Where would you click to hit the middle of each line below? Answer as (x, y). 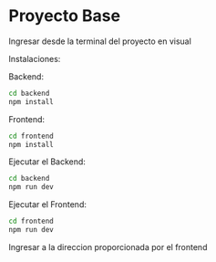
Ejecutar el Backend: (47, 162)
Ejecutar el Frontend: (48, 204)
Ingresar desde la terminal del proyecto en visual (100, 41)
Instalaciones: (35, 58)
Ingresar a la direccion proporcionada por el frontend (108, 246)
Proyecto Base (64, 16)
